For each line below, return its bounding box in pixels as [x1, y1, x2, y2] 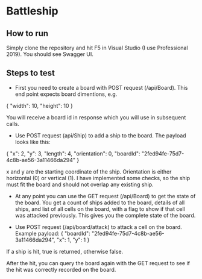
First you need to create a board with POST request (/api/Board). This [14, 84, 188, 91]
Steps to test [6, 68, 55, 78]
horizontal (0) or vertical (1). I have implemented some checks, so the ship [6, 174, 191, 181]
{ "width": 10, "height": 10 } [6, 102, 74, 109]
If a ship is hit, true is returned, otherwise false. [6, 248, 124, 255]
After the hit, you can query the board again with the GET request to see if [6, 259, 191, 266]
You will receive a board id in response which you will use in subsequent [6, 113, 186, 121]
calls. [6, 120, 20, 127]
